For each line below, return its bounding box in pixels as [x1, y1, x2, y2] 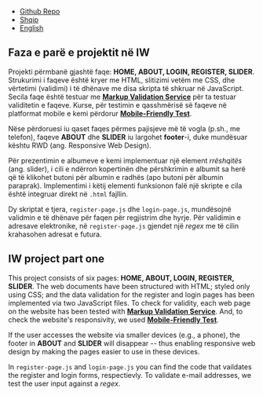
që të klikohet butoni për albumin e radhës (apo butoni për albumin [8, 172, 224, 181]
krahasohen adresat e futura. [8, 229, 102, 239]
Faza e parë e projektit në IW [8, 46, 151, 60]
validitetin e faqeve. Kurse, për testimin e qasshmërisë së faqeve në [8, 100, 228, 109]
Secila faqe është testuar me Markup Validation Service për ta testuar [8, 92, 237, 101]
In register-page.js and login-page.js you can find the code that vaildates [8, 361, 253, 372]
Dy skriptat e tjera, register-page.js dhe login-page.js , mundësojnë [8, 204, 232, 214]
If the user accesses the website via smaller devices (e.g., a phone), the [8, 330, 241, 339]
